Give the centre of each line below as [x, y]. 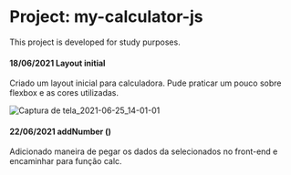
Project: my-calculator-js [106, 17]
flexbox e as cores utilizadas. [64, 93]
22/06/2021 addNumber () [61, 131]
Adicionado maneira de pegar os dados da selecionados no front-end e [144, 151]
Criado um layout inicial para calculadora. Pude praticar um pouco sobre [145, 83]
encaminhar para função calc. [66, 161]
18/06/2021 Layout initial [57, 63]
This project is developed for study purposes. [95, 42]
